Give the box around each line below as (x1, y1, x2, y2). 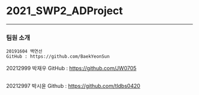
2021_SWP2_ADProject (6, 4, 123, 18)
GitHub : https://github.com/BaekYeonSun (6, 54, 110, 60)
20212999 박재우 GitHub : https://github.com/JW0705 (6, 65, 137, 72)
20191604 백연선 (6, 48, 43, 54)
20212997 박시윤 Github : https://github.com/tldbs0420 (6, 83, 140, 90)
